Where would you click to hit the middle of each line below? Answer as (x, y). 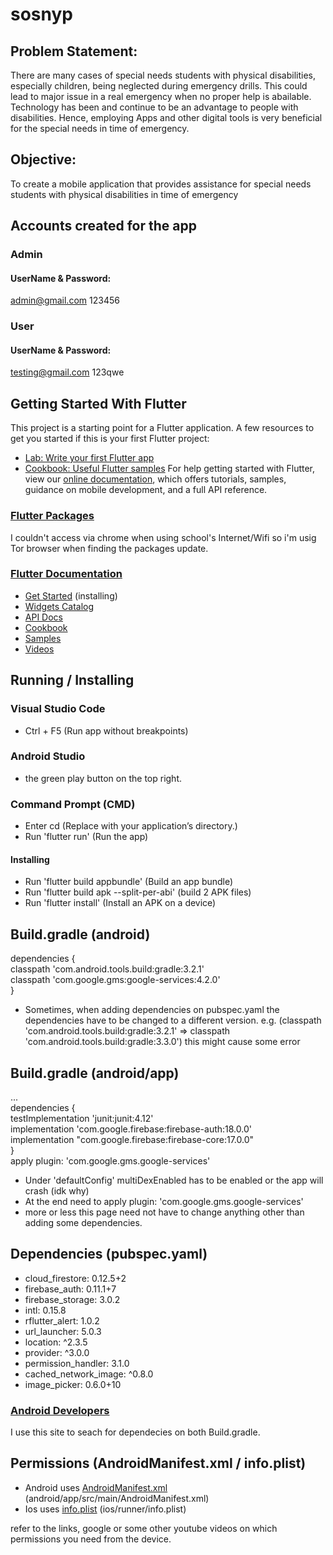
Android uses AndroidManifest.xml (96, 1487)
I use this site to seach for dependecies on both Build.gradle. (135, 1432)
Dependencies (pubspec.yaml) (109, 1254)
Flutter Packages (52, 516)
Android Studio (48, 756)
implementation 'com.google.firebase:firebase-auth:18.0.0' (131, 1129)
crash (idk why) (57, 1190)
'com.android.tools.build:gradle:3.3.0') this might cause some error (162, 1042)
